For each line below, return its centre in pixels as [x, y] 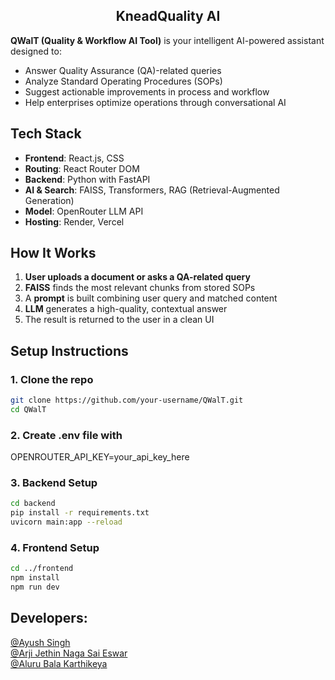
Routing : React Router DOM [82, 168]
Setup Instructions [69, 350]
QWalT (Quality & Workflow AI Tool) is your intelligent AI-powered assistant [167, 40]
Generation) [49, 200]
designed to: [36, 51]
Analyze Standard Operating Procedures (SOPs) [123, 81]
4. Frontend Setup [55, 548]
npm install [35, 578]
